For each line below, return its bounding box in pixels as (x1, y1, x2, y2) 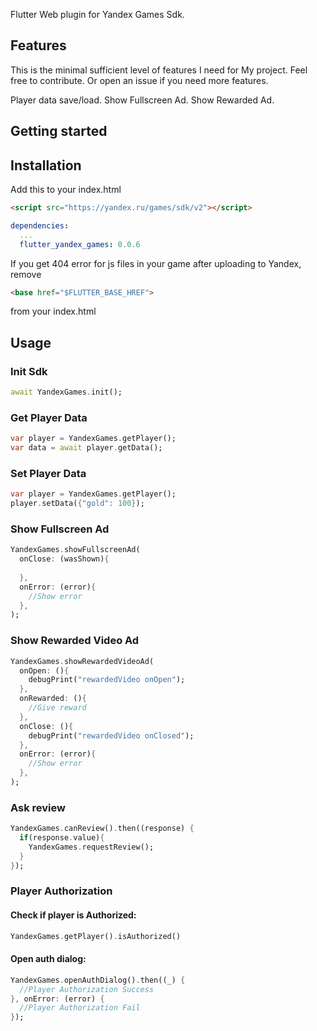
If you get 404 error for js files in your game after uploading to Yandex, (10, 257, 302, 269)
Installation (10, 157, 82, 174)
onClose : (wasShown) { (19, 554, 110, 564)
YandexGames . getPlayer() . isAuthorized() (10, 931, 182, 941)
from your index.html (10, 305, 97, 318)
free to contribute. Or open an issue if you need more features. (10, 74, 269, 86)
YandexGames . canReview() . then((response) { (10, 824, 195, 834)
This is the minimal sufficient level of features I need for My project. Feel (10, 64, 308, 76)
